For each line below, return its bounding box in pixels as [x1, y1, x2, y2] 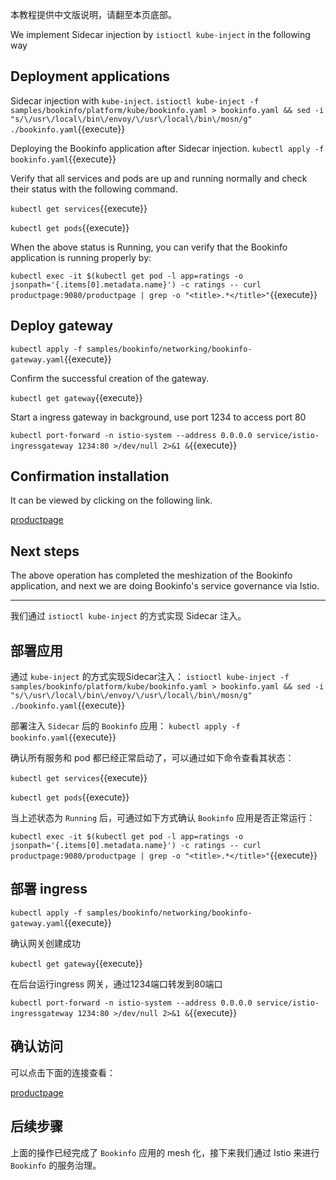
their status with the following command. [10, 183, 178, 195]
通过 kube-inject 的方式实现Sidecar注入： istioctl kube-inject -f [10, 671, 290, 683]
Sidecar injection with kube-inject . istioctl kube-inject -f [10, 94, 260, 107]
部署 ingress [10, 881, 88, 898]
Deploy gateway [10, 318, 114, 335]
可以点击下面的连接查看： [10, 1066, 116, 1078]
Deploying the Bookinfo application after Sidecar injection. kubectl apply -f [10, 142, 325, 154]
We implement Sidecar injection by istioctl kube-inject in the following [10, 29, 311, 40]
